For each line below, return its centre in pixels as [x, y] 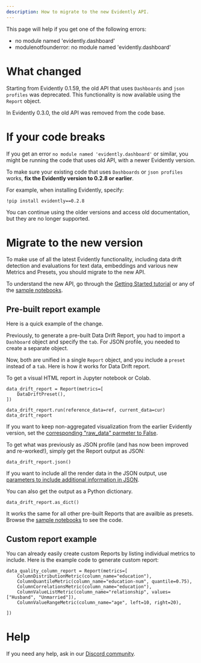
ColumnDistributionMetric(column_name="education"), [85, 576]
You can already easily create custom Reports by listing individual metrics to [101, 554]
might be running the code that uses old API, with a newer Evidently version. [101, 160]
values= [161, 592]
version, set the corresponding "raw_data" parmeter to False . [82, 433]
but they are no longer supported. [48, 218]
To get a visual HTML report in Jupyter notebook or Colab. [79, 378]
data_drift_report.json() [39, 462]
